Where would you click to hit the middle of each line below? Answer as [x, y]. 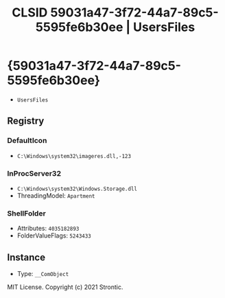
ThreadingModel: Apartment [56, 195]
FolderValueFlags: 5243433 [54, 236]
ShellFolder [26, 213]
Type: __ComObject [43, 274]
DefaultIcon [27, 141]
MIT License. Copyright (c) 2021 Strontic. [65, 287]
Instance [26, 257]
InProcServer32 [34, 173]
